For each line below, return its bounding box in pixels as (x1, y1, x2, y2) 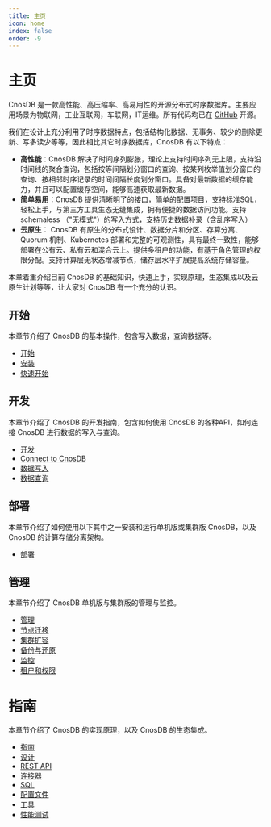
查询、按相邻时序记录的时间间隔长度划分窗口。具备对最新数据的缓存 (19, 174, 247, 184)
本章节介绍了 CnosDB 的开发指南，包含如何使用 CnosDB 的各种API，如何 (8, 417, 252, 427)
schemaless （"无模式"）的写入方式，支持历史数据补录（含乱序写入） (19, 215, 252, 224)
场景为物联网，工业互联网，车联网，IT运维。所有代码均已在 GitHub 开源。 (15, 110, 261, 119)
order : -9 (8, 34, 42, 43)
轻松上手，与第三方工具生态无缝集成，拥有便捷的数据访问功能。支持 (19, 205, 247, 215)
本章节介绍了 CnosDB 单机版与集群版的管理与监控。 (8, 598, 181, 608)
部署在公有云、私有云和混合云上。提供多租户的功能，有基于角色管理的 (19, 245, 254, 255)
